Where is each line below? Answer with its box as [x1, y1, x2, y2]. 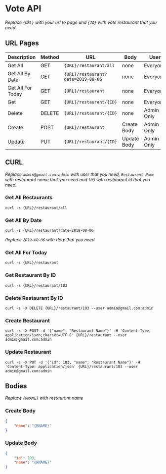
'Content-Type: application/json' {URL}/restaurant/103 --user [5, 364, 138, 369]
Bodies [5, 382, 27, 390]
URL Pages [5, 39, 40, 48]
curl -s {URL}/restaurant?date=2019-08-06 [5, 228, 94, 233]
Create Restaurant [5, 317, 50, 324]
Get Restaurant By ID [5, 272, 56, 279]
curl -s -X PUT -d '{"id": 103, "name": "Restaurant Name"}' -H [5, 360, 140, 365]
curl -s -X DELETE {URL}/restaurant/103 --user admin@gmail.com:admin [5, 306, 154, 311]
